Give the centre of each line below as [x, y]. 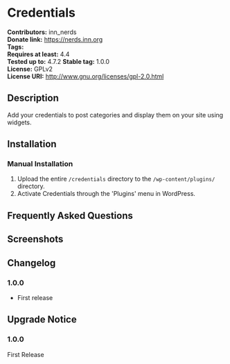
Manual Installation [40, 164]
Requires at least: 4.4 [38, 54]
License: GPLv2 [30, 69]
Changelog [32, 263]
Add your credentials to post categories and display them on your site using [115, 115]
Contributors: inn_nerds [42, 32]
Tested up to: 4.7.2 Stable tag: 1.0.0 [58, 61]
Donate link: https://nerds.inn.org [55, 39]
